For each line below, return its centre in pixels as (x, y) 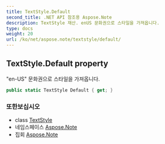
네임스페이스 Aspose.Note (46, 127)
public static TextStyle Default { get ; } (60, 90)
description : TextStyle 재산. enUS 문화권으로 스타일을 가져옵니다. (83, 23)
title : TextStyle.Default (38, 12)
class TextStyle (33, 120)
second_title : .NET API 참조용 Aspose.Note (59, 17)
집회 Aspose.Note (36, 134)
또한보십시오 (23, 106)
